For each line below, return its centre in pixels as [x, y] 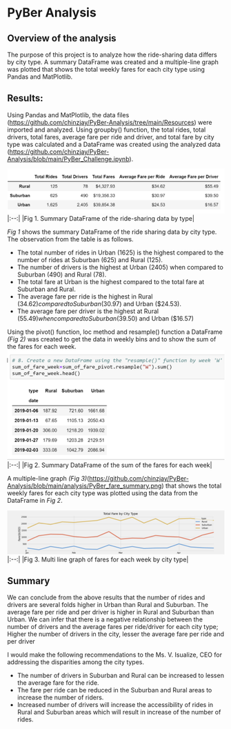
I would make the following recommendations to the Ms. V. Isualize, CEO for [115, 655]
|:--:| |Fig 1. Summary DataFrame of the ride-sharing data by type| [101, 218]
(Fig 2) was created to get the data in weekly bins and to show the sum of [112, 339]
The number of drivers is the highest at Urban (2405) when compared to [120, 267]
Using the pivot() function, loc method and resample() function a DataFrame [115, 332]
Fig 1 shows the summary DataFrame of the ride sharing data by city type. [112, 232]
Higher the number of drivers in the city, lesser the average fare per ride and [115, 634]
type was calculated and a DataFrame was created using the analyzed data [114, 144]
